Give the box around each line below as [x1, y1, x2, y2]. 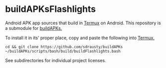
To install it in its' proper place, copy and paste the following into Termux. [5, 35, 155, 41]
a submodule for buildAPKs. [5, 25, 62, 31]
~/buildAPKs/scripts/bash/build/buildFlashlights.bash [5, 49, 121, 54]
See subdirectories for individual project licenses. [5, 57, 107, 63]
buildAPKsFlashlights [5, 3, 96, 15]
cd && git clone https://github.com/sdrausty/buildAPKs [5, 44, 123, 49]
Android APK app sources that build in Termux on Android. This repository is [5, 20, 161, 26]
